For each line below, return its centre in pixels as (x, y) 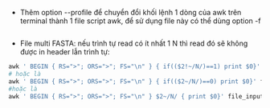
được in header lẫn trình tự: (65, 52)
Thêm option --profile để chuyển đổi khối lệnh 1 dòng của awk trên (131, 12)
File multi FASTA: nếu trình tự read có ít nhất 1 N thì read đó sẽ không (134, 43)
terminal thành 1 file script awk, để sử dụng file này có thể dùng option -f (140, 21)
